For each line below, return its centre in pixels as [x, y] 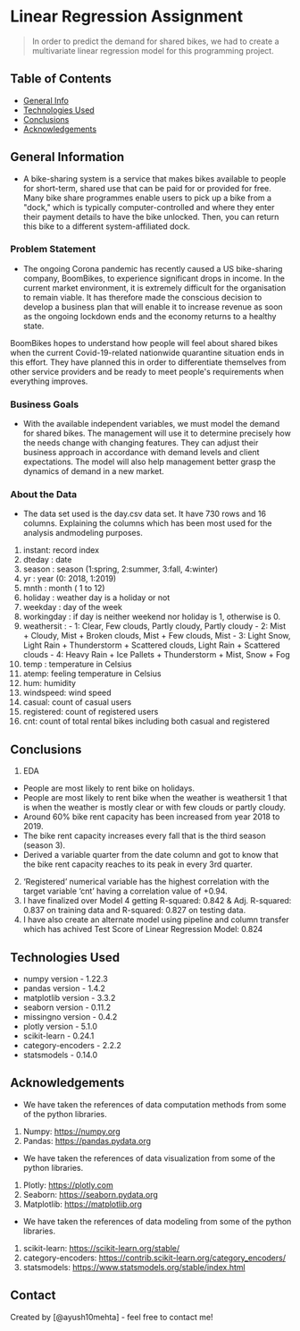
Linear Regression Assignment [127, 17]
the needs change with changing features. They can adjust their [141, 443]
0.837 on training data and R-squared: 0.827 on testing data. [134, 911]
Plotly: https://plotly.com [68, 1185]
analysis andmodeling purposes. [83, 533]
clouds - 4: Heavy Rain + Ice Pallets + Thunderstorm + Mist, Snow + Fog [157, 655]
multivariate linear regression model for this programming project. [153, 50]
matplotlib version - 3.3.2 [69, 998]
